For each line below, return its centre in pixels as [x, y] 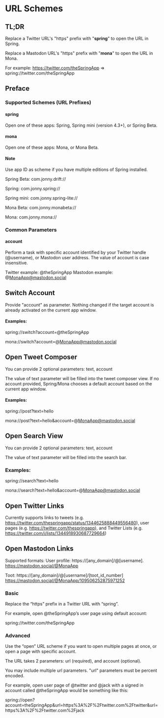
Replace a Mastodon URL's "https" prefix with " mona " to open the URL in [79, 53]
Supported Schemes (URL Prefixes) [48, 103]
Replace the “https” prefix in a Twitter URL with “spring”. [62, 604]
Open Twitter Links [35, 506]
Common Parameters [31, 230]
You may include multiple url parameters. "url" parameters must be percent [81, 670]
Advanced [18, 635]
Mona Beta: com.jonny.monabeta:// [41, 207]
